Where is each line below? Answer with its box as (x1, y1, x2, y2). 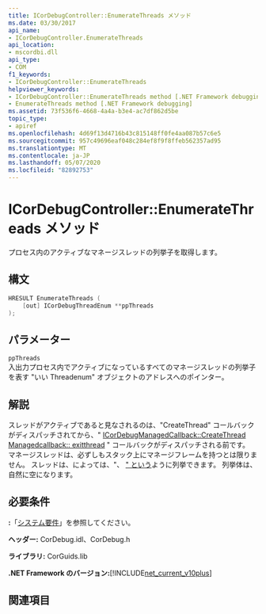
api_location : (8, 41, 55, 49)
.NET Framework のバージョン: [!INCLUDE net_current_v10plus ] (8, 568, 212, 578)
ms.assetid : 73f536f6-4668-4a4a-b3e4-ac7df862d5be (8, 108, 179, 116)
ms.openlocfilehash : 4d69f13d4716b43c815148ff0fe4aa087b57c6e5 (8, 129, 222, 137)
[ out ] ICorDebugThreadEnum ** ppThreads (22, 302, 154, 310)
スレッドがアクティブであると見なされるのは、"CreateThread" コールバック (8, 421, 255, 429)
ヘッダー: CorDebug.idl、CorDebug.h (8, 534, 131, 543)
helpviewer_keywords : (8, 85, 80, 93)
